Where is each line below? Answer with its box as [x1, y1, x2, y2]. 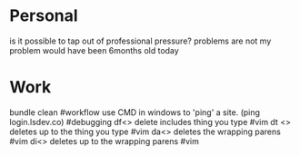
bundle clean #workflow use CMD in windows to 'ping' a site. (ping [9, 106, 261, 118]
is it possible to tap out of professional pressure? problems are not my [9, 35, 272, 46]
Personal [9, 5, 79, 26]
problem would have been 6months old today [9, 44, 179, 55]
